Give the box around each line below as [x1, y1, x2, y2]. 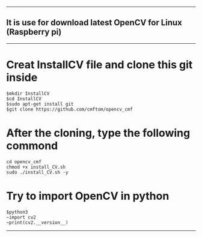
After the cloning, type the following [6, 126, 191, 140]
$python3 [6, 209, 28, 215]
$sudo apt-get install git [6, 101, 74, 107]
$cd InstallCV [6, 95, 42, 102]
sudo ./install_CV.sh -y [6, 169, 69, 175]
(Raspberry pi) [6, 27, 62, 37]
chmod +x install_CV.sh [6, 164, 66, 170]
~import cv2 [6, 214, 36, 220]
